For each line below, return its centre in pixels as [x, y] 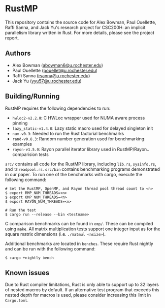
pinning [20, 123]
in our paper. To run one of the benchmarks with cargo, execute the [74, 174]
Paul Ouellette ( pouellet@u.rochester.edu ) [55, 70]
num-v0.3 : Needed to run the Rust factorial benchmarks [68, 133]
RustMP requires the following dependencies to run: [58, 108]
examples [22, 144]
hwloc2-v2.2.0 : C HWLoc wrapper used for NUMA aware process [79, 118]
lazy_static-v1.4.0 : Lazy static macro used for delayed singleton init [82, 128]
